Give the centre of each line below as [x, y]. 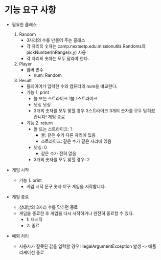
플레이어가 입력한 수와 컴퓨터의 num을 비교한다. [72, 86]
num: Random [48, 75]
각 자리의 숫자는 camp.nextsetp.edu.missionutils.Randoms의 [86, 46]
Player [25, 64]
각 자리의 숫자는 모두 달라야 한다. [57, 58]
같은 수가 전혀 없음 [58, 153]
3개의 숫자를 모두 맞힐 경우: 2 [62, 159]
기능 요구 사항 [30, 10]
